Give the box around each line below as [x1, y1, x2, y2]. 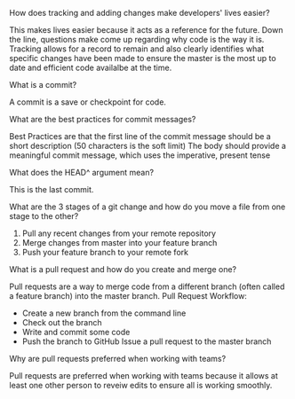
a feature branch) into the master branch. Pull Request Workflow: [9, 291, 247, 301]
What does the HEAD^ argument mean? [9, 168, 154, 177]
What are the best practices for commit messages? [9, 114, 196, 124]
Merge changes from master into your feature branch [21, 238, 218, 247]
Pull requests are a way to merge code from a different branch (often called [9, 281, 285, 292]
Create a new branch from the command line [21, 308, 187, 318]
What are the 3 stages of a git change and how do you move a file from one [9, 201, 286, 212]
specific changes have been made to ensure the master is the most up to [9, 53, 277, 63]
